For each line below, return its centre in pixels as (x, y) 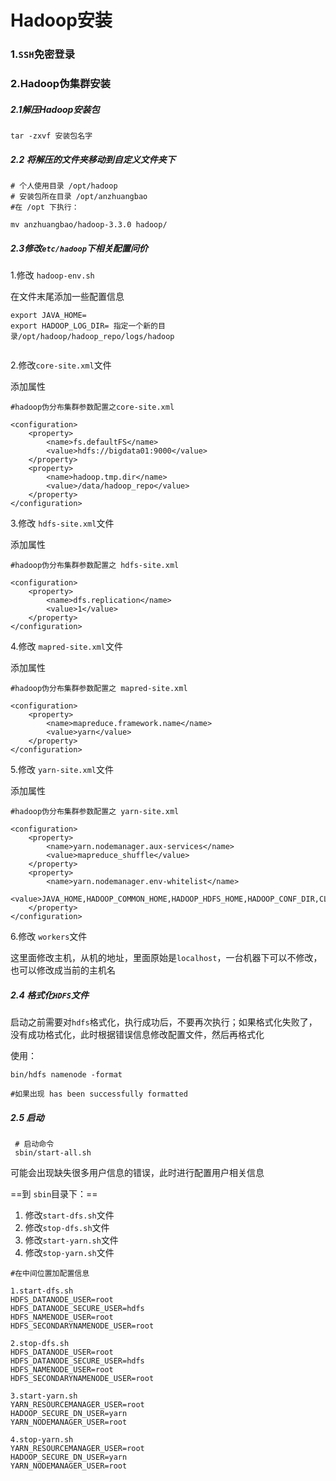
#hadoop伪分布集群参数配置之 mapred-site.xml (99, 688)
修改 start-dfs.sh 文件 (69, 1215)
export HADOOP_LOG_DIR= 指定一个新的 (84, 326)
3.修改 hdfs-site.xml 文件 (62, 523)
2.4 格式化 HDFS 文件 (49, 995)
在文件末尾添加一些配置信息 (67, 296)
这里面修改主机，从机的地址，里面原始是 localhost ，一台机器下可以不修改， (166, 957)
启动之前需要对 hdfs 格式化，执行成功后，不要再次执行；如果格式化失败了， (164, 1022)
